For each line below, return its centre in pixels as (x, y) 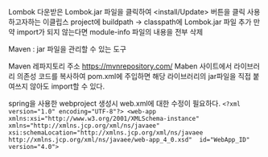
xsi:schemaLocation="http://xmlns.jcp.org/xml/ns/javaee (106, 133)
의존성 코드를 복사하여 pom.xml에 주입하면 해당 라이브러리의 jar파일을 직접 (134, 76)
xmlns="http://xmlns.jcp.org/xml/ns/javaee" (84, 126)
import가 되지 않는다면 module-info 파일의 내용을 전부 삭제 (110, 32)
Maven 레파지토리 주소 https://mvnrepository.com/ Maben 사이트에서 (120, 66)
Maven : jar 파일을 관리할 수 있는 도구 (68, 49)
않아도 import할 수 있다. (67, 86)
